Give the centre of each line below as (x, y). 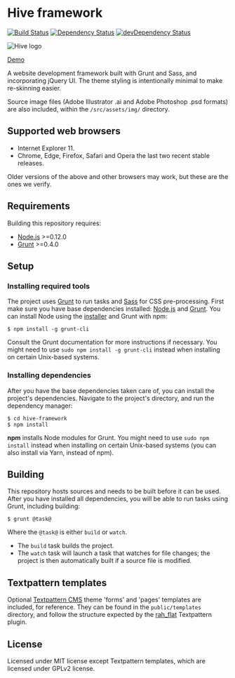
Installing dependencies (49, 375)
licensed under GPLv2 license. (51, 668)
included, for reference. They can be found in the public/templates (104, 607)
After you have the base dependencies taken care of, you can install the (111, 390)
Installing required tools (48, 286)
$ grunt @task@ (29, 519)
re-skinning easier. (34, 88)
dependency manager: (40, 406)
